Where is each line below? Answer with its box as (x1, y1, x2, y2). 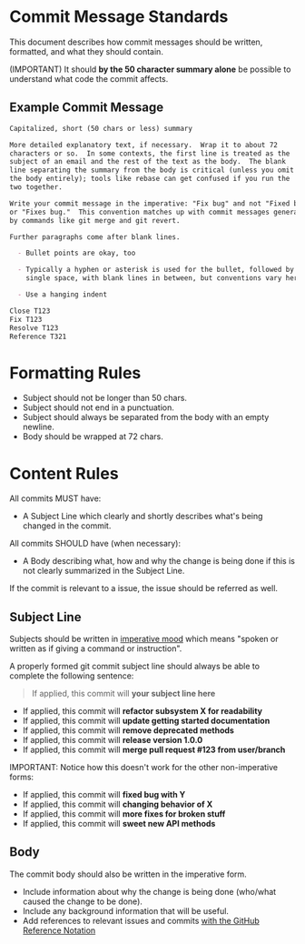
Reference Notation (22, 925, 96, 936)
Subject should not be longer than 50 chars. (22, 393, 188, 404)
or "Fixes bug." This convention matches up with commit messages (9, 207, 271, 216)
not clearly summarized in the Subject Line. (22, 566, 185, 577)
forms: (9, 771, 34, 783)
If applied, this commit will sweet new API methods (22, 818, 216, 829)
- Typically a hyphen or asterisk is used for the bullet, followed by (17, 266, 295, 275)
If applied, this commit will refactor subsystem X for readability (22, 706, 263, 717)
